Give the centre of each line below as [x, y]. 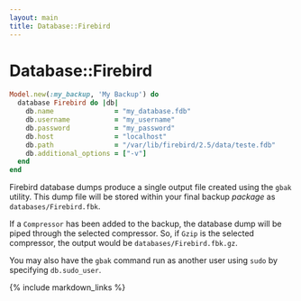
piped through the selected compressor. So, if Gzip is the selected [132, 233]
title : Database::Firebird [60, 26]
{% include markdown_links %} [68, 287]
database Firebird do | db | [68, 103]
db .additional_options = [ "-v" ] [86, 153]
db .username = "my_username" [100, 120]
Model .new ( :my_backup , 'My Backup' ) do [84, 95]
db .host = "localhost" [96, 136]
